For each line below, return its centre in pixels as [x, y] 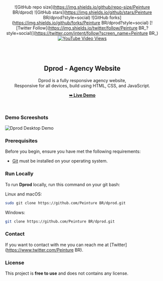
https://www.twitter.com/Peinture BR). [45, 250]
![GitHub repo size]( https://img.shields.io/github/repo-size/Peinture [82, 7]
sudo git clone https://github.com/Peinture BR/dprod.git [65, 203]
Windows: [15, 212]
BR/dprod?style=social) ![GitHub [76, 17]
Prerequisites [21, 141]
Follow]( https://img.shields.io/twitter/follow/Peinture [85, 28]
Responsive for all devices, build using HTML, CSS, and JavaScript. [82, 85]
